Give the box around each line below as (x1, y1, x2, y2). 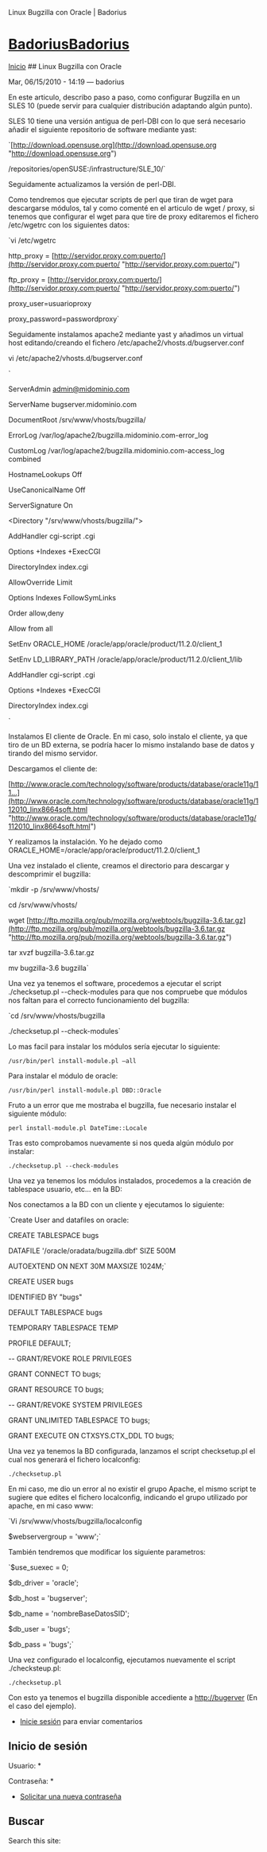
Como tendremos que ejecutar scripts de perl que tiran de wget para (8, 195, 234, 204)
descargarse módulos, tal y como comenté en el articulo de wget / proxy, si (8, 203, 255, 212)
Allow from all (8, 623, 53, 633)
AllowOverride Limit (8, 577, 73, 587)
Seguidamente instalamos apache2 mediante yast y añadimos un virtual (8, 329, 244, 339)
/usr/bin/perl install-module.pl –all (8, 1057, 137, 1065)
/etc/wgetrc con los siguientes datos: (8, 219, 130, 230)
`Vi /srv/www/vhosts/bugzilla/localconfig (8, 1516, 143, 1526)
